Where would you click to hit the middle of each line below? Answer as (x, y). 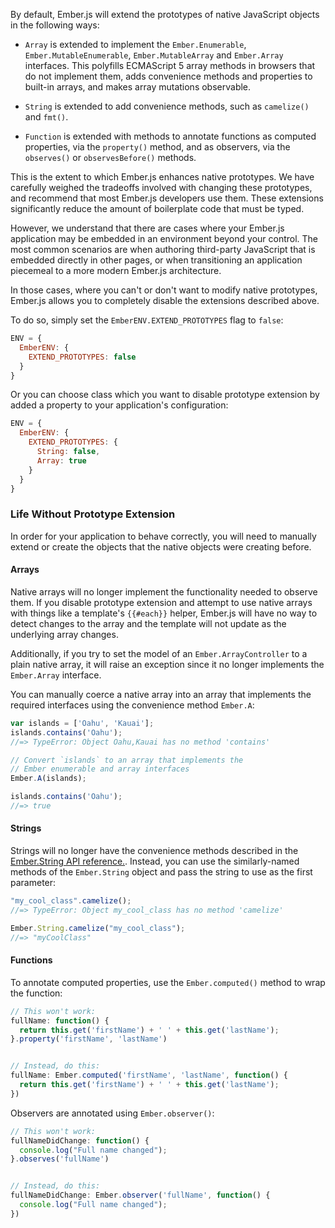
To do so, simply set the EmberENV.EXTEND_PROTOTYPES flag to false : (147, 320)
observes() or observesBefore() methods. (110, 157)
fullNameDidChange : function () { (80, 1140)
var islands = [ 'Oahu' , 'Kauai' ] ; (82, 723)
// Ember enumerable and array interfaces (100, 769)
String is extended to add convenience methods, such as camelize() (167, 106)
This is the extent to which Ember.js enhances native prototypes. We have (162, 177)
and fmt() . (46, 117)
